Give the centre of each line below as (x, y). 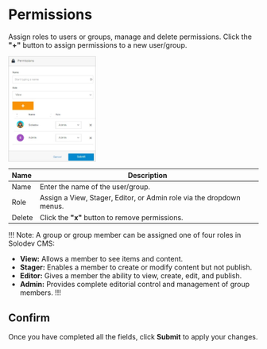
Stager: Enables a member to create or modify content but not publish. (136, 267)
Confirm (29, 318)
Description (147, 175)
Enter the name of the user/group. (95, 187)
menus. (52, 206)
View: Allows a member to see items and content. (101, 259)
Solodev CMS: (32, 243)
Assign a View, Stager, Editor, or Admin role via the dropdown (140, 198)
